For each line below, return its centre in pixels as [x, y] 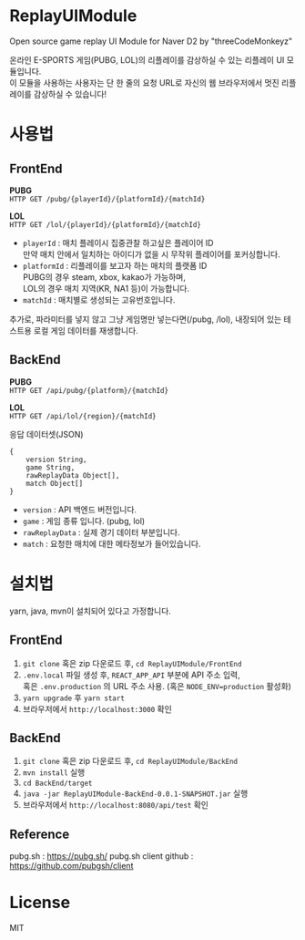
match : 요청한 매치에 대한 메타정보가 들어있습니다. [112, 543]
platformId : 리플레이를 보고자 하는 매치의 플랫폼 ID [115, 265]
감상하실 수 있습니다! [70, 94]
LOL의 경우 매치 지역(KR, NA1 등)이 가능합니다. [106, 288]
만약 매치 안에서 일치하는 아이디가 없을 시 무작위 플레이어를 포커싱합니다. [151, 254]
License [40, 903]
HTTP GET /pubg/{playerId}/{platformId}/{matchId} [107, 199]
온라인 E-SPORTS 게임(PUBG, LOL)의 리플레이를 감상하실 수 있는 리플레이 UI [147, 59]
